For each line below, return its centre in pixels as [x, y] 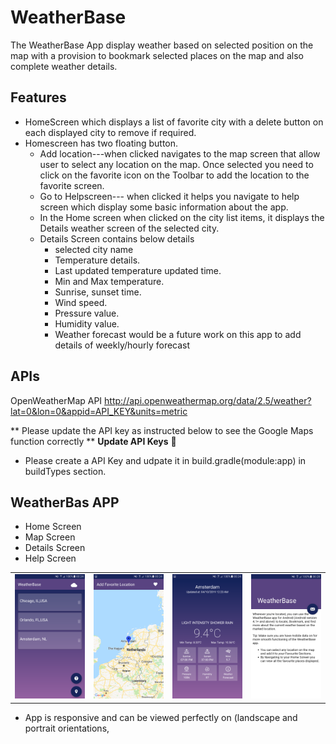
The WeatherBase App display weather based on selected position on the [162, 45]
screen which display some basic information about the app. [164, 207]
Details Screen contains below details [117, 238]
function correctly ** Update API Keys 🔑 [93, 441]
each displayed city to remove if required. [110, 132]
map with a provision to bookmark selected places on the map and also [157, 55]
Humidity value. [87, 323]
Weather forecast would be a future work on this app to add [178, 334]
